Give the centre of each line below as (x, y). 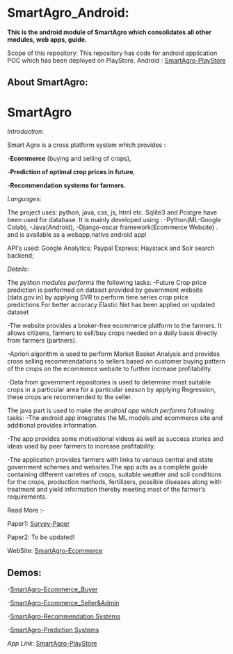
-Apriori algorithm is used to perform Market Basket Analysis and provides (114, 354)
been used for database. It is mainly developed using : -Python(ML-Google (114, 220)
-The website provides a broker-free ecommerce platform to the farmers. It (115, 326)
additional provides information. (53, 426)
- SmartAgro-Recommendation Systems (64, 616)
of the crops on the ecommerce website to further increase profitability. (110, 369)
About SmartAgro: (48, 83)
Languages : (24, 199)
